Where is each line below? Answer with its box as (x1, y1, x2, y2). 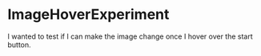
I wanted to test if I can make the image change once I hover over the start (7, 32, 253, 41)
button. (7, 39, 31, 49)
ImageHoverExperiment (7, 6, 170, 24)
